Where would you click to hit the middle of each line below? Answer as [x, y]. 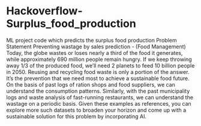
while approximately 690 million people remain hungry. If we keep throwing [99, 59]
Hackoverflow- [44, 11]
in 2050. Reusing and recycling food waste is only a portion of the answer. [98, 72]
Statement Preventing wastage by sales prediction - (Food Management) [96, 47]
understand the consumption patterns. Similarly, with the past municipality [98, 91]
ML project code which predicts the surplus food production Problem [91, 40]
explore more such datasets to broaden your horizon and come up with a [96, 110]
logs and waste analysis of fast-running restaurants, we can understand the [100, 97]
